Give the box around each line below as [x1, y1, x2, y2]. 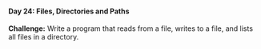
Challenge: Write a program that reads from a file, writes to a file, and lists [8, 24, 254, 33]
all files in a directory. [8, 32, 79, 42]
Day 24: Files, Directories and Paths [8, 6, 130, 16]
